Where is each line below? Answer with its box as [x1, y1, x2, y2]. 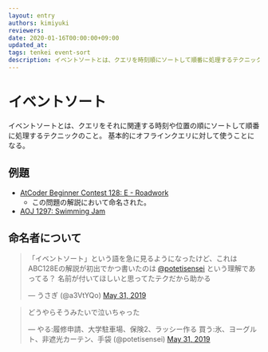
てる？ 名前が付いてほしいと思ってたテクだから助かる [34, 274, 211, 284]
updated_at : [8, 41, 48, 49]
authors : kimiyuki [8, 19, 69, 27]
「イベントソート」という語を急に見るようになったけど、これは [27, 254, 238, 264]
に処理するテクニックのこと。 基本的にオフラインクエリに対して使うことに [8, 131, 255, 140]
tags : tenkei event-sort [8, 49, 91, 57]
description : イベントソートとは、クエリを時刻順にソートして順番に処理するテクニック [8, 57, 262, 65]
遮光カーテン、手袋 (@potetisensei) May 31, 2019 [49, 334, 211, 344]
